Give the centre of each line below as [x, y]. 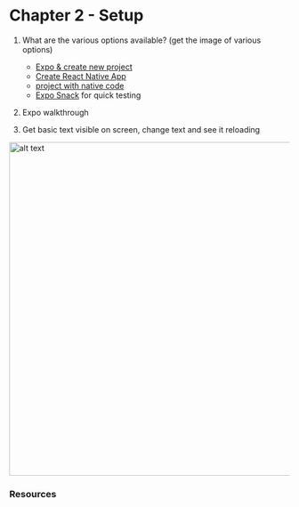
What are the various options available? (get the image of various [141, 40]
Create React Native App [81, 76]
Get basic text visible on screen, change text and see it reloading [141, 129]
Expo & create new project [84, 67]
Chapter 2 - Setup [77, 16]
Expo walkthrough [55, 112]
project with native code [80, 85]
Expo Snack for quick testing [88, 95]
